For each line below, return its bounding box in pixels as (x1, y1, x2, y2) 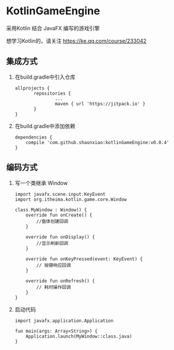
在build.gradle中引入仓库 (14, 73, 75, 80)
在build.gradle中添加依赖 (14, 122, 75, 129)
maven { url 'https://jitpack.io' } (55, 101, 145, 107)
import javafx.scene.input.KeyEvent (14, 191, 106, 197)
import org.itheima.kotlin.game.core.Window (14, 196, 127, 202)
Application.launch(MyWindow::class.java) (26, 333, 132, 339)
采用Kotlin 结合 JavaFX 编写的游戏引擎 (6, 24, 100, 32)
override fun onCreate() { (26, 212, 93, 218)
